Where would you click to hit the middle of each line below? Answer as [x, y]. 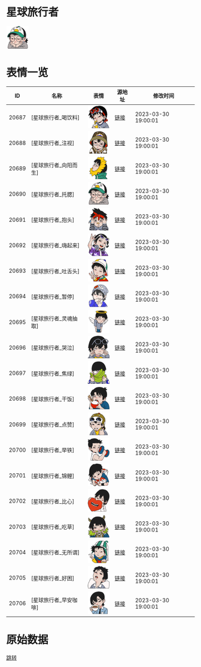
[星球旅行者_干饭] [53, 399]
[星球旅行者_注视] [53, 143]
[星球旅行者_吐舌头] [55, 271]
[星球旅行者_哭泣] [53, 348]
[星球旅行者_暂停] [53, 296]
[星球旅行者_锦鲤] [53, 476]
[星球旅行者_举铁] [53, 450]
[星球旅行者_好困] [53, 578]
